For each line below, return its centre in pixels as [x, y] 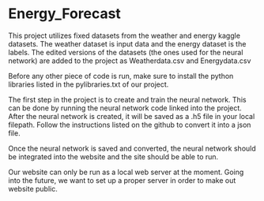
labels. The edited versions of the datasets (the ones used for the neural [126, 52]
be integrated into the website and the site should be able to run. [113, 156]
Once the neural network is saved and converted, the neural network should [132, 148]
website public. [33, 188]
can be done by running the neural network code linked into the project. [125, 108]
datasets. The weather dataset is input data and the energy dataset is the [127, 43]
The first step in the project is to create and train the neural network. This [127, 99]
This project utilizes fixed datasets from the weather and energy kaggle [124, 35]
